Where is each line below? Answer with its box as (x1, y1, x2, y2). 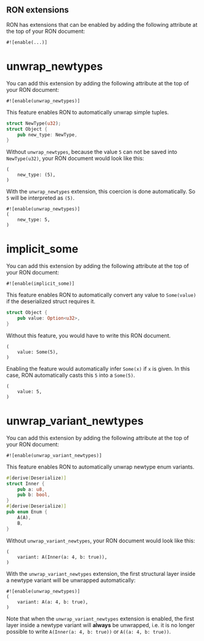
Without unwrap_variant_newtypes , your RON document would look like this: (6, 537, 195, 544)
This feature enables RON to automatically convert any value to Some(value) (6, 292, 197, 299)
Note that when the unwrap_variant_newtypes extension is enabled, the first (6, 615, 194, 622)
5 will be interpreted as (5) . (6, 194, 75, 201)
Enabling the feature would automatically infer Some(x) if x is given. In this (6, 365, 190, 372)
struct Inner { (6, 480, 45, 486)
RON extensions (6, 5, 69, 15)
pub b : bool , (17, 492, 51, 498)
